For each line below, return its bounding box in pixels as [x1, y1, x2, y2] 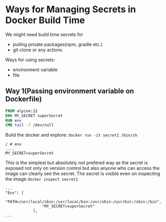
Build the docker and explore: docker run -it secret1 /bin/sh [5, 132, 137, 138]
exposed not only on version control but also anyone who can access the [5, 165, 160, 171]
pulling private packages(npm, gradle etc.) [12, 41, 103, 47]
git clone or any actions [12, 47, 63, 53]
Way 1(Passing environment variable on [5, 87, 134, 96]
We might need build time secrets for [5, 31, 84, 37]
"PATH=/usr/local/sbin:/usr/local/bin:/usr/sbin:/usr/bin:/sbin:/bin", [5, 199, 161, 205]
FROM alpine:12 [5, 108, 38, 114]
